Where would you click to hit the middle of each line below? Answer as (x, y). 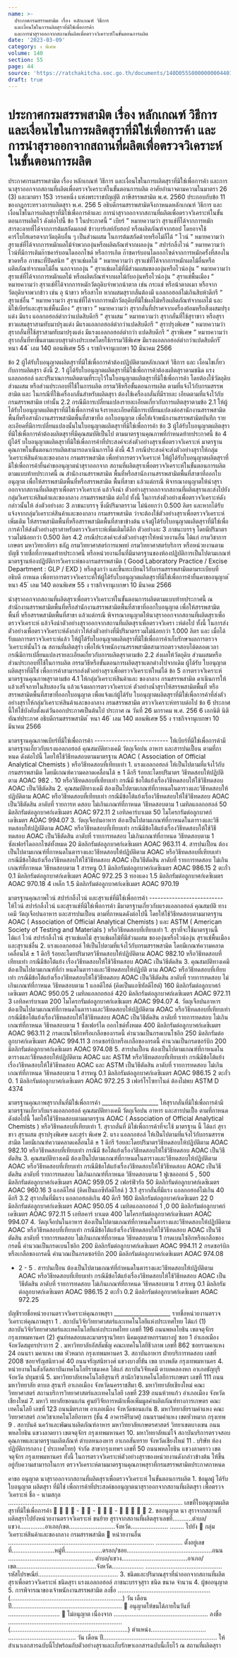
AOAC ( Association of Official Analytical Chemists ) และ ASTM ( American (115, 922)
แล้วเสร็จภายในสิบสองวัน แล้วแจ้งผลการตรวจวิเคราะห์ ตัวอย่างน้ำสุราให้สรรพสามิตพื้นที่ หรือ (113, 687)
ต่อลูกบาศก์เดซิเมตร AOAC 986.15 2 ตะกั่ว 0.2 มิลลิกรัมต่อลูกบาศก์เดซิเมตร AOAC (118, 1292)
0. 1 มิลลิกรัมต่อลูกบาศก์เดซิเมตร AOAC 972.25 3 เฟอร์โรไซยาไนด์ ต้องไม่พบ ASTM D (114, 1081)
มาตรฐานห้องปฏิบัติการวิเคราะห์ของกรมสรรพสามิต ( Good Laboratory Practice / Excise (118, 561)
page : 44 (21, 66)
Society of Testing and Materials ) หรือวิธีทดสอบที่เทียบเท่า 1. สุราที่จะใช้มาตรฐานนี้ (113, 930)
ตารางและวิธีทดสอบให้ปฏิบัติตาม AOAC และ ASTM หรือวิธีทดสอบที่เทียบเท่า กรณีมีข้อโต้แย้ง (116, 1057)
